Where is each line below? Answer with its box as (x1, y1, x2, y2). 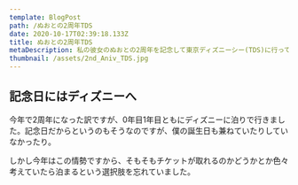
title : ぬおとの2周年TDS (9, 37, 93, 47)
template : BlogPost (9, 12, 82, 22)
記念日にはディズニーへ (9, 89, 137, 104)
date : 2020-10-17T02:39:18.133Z (9, 29, 129, 38)
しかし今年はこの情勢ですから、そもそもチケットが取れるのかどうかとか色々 (9, 155, 289, 166)
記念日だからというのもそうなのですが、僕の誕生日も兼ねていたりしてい (24, 125, 289, 135)
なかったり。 (9, 136, 56, 147)
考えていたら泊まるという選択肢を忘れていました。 (9, 166, 195, 177)
